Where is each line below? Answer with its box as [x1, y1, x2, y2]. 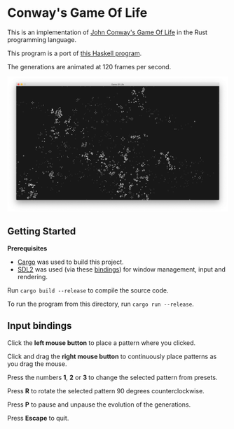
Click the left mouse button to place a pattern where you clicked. [7, 338, 196, 347]
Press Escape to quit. [7, 414, 69, 422]
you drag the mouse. [7, 359, 67, 368]
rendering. [17, 272, 48, 281]
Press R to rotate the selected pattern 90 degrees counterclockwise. [7, 386, 205, 395]
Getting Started [7, 225, 76, 237]
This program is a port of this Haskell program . [7, 49, 142, 57]
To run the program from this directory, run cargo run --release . [7, 300, 194, 308]
